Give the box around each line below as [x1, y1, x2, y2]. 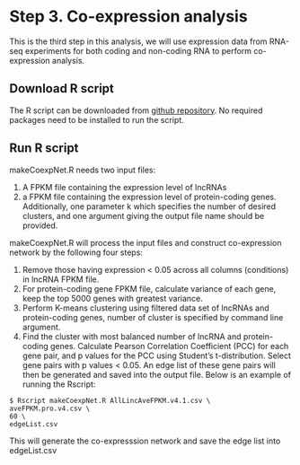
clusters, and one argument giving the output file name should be [22, 210, 265, 221]
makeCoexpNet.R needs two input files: [9, 164, 156, 175]
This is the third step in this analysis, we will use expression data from [9, 36, 268, 47]
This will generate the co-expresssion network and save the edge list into [9, 435, 281, 446]
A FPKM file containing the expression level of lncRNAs [22, 181, 227, 192]
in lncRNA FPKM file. [22, 274, 100, 285]
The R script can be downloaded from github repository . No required [9, 105, 263, 116]
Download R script [9, 81, 115, 96]
